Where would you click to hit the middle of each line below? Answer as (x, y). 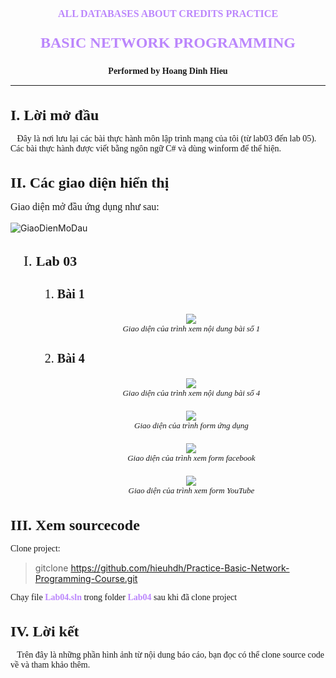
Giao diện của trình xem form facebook (191, 458)
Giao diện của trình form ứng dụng (191, 425)
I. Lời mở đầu (55, 115)
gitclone (51, 568)
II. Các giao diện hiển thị (90, 183)
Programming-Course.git (86, 578)
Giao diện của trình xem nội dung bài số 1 (191, 328)
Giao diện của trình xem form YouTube (191, 490)
